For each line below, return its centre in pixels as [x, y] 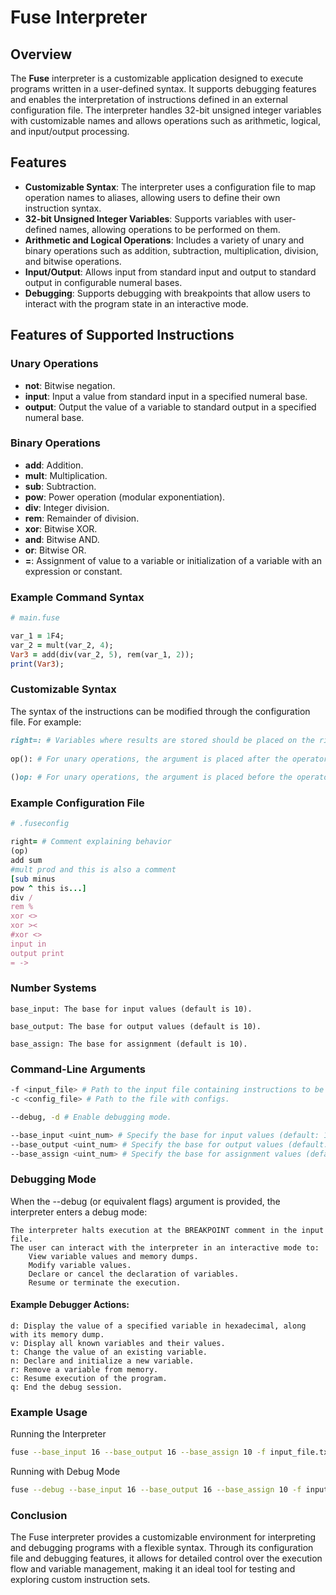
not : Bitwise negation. [70, 385]
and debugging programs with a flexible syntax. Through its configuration [162, 1548]
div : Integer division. [67, 507]
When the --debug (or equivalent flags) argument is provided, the [145, 1201]
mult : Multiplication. [66, 475]
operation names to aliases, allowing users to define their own [152, 197]
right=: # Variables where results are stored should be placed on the [162, 740]
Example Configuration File [77, 803]
